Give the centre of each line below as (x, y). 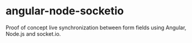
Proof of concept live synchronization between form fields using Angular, (96, 27)
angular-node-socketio (65, 11)
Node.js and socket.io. (33, 33)
